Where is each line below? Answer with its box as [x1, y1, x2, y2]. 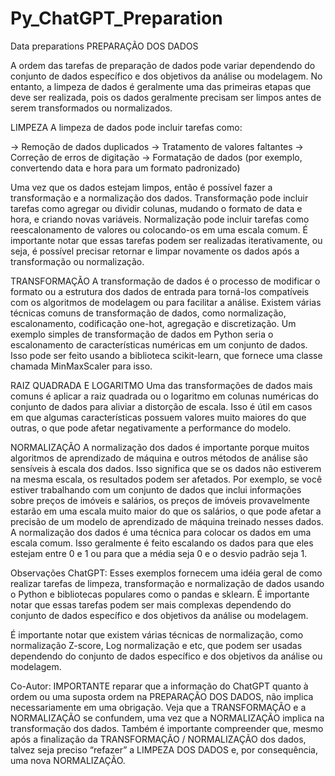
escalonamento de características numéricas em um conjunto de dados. [10, 338, 308, 351]
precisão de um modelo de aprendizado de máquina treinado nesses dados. [10, 515, 324, 527]
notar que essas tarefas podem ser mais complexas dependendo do [10, 598, 292, 611]
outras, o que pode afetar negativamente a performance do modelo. [10, 422, 292, 434]
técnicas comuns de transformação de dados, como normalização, [10, 307, 287, 319]
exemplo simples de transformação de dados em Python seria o [10, 328, 274, 340]
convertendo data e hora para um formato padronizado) [10, 162, 241, 174]
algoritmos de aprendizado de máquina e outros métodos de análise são [10, 452, 308, 464]
